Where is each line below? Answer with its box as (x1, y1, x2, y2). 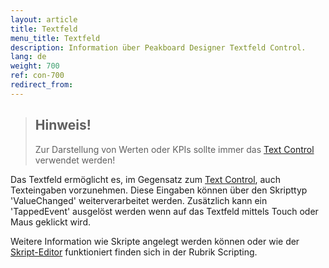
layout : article (10, 14, 78, 25)
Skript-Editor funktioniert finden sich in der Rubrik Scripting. (10, 246, 258, 258)
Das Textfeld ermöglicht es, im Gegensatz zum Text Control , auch (10, 173, 281, 185)
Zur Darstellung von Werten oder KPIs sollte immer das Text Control (34, 143, 315, 155)
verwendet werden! (34, 154, 116, 166)
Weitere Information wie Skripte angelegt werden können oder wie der (10, 235, 300, 247)
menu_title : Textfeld (10, 33, 101, 43)
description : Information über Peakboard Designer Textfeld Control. (10, 42, 307, 53)
